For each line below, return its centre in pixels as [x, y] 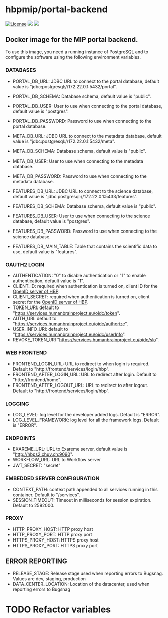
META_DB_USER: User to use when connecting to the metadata [78, 161]
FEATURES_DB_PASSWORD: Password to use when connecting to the [85, 231]
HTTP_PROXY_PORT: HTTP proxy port [52, 534]
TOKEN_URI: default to [36, 307]
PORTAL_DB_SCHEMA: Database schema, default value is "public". [82, 96]
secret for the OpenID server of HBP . [50, 302]
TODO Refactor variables [58, 609]
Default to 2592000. [33, 505]
